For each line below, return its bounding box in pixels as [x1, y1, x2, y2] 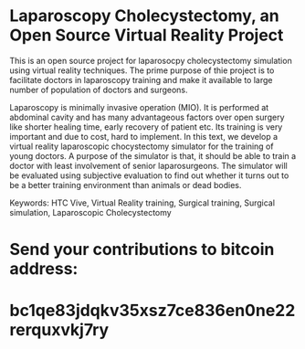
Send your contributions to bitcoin [9, 239, 275, 260]
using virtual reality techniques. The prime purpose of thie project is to [9, 65, 275, 76]
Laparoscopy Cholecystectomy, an [9, 5, 280, 26]
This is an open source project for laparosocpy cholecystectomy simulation [9, 55, 292, 66]
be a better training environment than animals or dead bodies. [9, 179, 242, 190]
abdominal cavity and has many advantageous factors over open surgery [9, 111, 285, 122]
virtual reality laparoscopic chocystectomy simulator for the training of [9, 141, 274, 152]
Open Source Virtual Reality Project [9, 25, 284, 46]
